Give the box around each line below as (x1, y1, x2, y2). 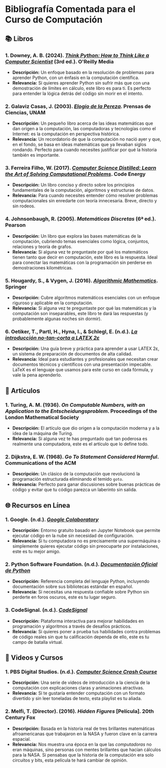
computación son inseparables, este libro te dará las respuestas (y (12, 311, 149, 317)
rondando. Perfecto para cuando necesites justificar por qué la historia (12, 147, 157, 153)
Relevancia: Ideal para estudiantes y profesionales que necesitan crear (12, 356, 159, 362)
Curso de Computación (5, 14, 103, 25)
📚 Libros (5, 34, 34, 43)
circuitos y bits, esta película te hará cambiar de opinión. (12, 757, 128, 763)
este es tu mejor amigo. (12, 548, 61, 555)
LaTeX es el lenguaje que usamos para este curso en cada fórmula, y (12, 367, 154, 373)
